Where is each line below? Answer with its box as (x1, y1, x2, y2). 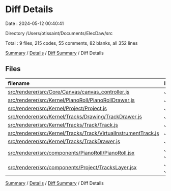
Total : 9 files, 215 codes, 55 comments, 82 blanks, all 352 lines (5, 40, 138, 46)
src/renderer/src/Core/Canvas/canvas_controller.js (8, 88, 130, 95)
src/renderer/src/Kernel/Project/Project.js (8, 105, 107, 112)
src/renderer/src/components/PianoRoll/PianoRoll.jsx (8, 149, 135, 156)
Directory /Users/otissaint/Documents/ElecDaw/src (5, 30, 113, 36)
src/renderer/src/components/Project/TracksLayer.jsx (8, 164, 137, 171)
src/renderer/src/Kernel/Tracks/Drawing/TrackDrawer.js (8, 113, 142, 120)
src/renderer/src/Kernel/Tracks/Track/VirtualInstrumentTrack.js (8, 130, 159, 137)
